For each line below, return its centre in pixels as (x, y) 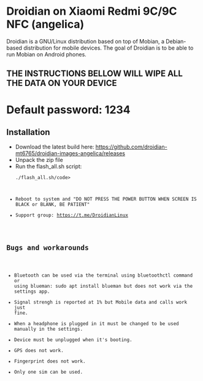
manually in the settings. (49, 329)
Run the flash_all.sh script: (48, 166)
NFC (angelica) (45, 24)
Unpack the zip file (39, 160)
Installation (28, 132)
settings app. (32, 292)
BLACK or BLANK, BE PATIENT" (52, 205)
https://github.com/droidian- (131, 147)
